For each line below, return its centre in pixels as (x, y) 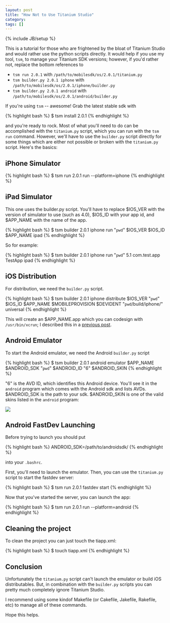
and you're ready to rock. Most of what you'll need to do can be (72, 126)
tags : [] (14, 24)
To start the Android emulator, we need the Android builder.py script (77, 353)
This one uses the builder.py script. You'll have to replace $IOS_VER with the (85, 209)
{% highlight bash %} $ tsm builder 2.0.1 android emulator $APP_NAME (80, 363)
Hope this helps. (22, 615)
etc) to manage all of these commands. (46, 605)
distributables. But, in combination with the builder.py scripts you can (79, 584)
